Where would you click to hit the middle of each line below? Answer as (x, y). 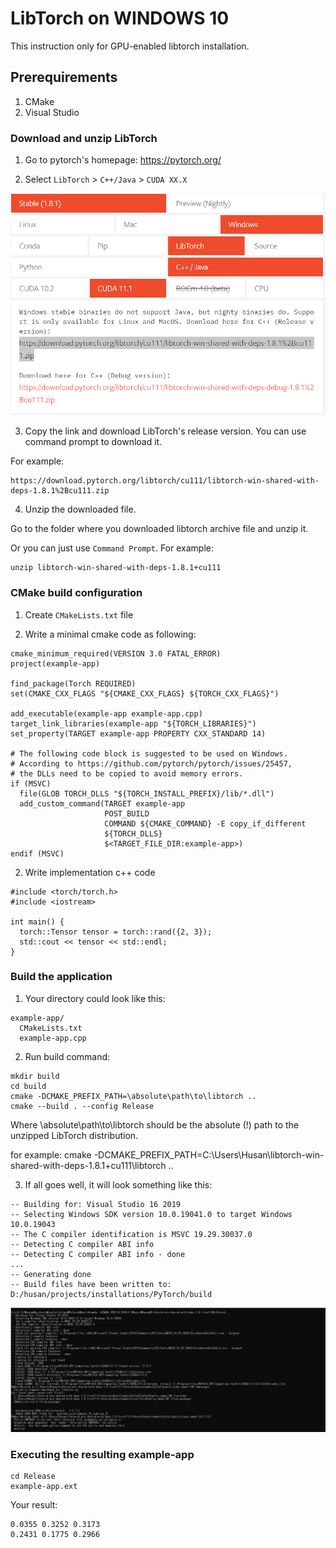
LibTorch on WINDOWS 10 (120, 18)
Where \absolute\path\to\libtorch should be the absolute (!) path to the (154, 1124)
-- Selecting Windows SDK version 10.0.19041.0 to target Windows (151, 1214)
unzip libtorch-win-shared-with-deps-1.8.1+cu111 (116, 568)
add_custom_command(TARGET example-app (102, 803)
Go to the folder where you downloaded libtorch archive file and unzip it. (159, 529)
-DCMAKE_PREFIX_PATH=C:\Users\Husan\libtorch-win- (209, 1154)
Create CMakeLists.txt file (79, 614)
